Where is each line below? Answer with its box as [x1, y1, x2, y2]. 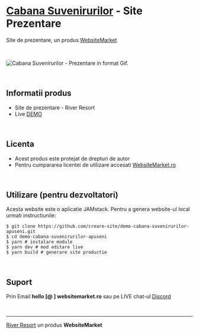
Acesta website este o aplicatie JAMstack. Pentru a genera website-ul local [6, 206, 191, 213]
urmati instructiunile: [6, 212, 56, 219]
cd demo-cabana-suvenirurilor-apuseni [11, 234, 108, 240]
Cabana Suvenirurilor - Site [6, 4, 143, 18]
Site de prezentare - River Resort [14, 104, 95, 111]
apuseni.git [6, 229, 36, 235]
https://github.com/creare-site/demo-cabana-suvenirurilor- [37, 223, 190, 229]
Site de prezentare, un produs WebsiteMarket [6, 36, 117, 43]
